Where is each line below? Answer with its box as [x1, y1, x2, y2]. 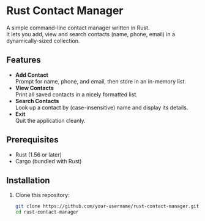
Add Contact [15, 71, 49, 79]
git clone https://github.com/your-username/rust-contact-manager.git [15, 203, 199, 209]
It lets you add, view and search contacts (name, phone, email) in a [6, 30, 176, 37]
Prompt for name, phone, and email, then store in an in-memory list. [15, 77, 187, 85]
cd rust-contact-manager [15, 209, 79, 215]
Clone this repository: [15, 192, 70, 199]
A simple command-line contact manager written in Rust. [6, 24, 150, 31]
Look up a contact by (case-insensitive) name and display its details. [15, 104, 188, 111]
